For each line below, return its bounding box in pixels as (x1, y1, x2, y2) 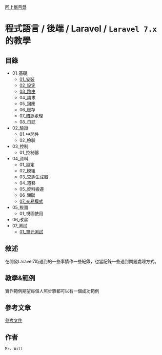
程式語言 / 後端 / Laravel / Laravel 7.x (5, 23, 157, 34)
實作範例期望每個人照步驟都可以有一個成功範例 (5, 288, 99, 294)
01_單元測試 (19, 229, 43, 234)
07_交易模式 (19, 198, 43, 204)
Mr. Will (5, 346, 23, 352)
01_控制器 (19, 149, 39, 155)
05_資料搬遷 (19, 186, 44, 192)
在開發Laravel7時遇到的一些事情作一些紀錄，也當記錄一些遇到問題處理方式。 (5, 258, 159, 264)
